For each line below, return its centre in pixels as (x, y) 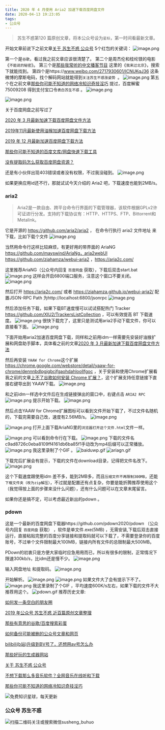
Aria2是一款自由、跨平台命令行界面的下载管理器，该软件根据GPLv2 (85, 207)
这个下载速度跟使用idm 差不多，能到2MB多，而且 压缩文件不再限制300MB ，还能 (82, 476)
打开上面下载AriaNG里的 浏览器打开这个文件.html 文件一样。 (90, 427)
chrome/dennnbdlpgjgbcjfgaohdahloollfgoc (49, 371)
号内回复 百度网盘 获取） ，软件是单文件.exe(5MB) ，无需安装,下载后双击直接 (82, 530)
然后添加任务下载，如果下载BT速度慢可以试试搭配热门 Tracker (68, 308)
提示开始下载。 (48, 400)
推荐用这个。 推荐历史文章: (45, 592)
